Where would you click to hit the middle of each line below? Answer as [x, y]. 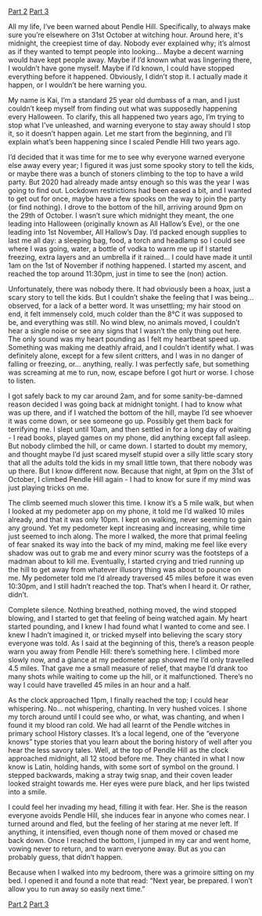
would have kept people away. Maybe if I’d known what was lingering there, [130, 60]
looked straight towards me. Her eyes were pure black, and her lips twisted [129, 783]
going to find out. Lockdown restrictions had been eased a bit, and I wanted [130, 190]
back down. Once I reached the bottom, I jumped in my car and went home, [130, 840]
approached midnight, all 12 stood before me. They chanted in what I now [126, 758]
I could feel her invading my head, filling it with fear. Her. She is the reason [128, 807]
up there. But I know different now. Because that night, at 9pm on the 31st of [131, 471]
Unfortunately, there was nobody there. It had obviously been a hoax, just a [129, 289]
